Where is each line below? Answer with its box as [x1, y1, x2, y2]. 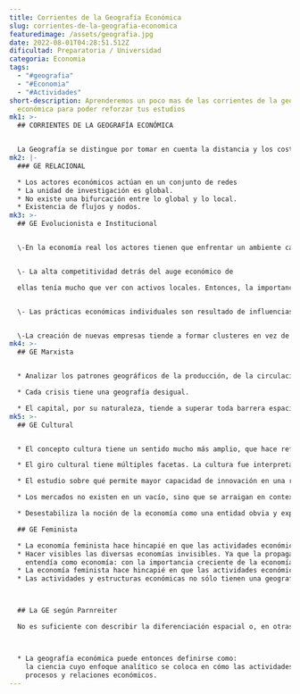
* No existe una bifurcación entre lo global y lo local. [17, 194, 238, 204]
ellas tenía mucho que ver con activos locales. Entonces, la [17, 283, 254, 292]
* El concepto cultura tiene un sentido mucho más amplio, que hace [17, 444, 278, 454]
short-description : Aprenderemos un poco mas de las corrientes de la [9, 96, 278, 105]
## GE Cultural [17, 421, 74, 430]
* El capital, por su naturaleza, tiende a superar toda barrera [17, 404, 266, 413]
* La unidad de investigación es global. [17, 186, 174, 195]
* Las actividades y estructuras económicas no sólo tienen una [17, 574, 262, 583]
